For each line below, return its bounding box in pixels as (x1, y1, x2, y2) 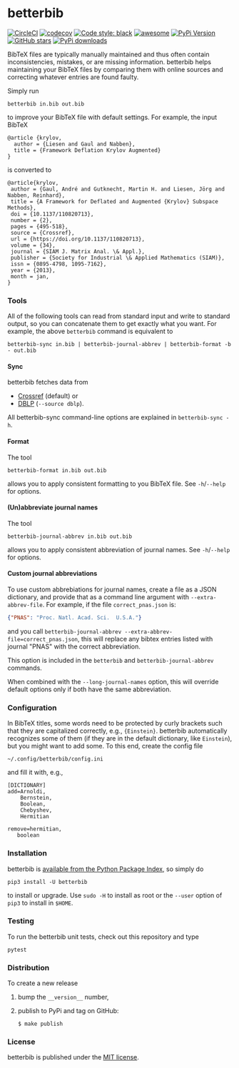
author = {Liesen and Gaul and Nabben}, (14, 141, 136, 148)
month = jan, (10, 273, 50, 280)
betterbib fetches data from (7, 378, 88, 387)
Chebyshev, (20, 807, 53, 814)
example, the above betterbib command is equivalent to (7, 327, 173, 336)
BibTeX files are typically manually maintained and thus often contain (7, 50, 210, 59)
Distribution (7, 962, 50, 972)
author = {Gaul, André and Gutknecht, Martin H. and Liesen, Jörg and (10, 185, 225, 193)
